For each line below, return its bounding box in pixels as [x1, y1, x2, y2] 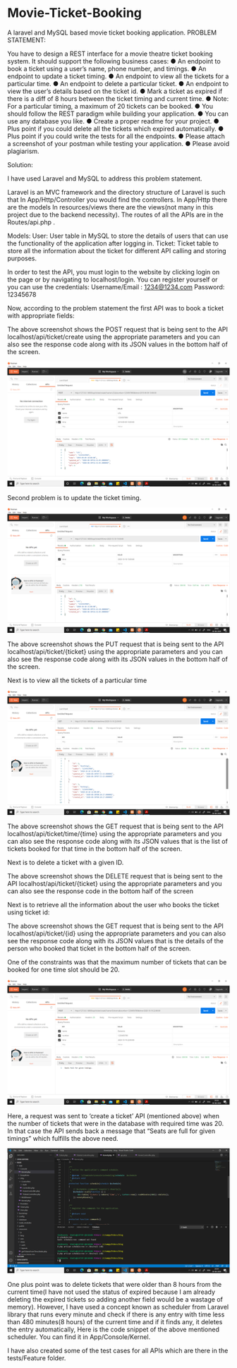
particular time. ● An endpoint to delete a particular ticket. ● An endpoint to [7, 79, 229, 87]
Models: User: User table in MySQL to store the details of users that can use [7, 231, 229, 240]
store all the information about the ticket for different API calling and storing [7, 246, 227, 255]
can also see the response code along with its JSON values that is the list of [7, 837, 228, 846]
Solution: [7, 160, 33, 169]
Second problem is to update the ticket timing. [7, 494, 142, 502]
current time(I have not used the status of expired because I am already [7, 1288, 216, 1296]
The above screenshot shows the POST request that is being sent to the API [7, 325, 228, 333]
